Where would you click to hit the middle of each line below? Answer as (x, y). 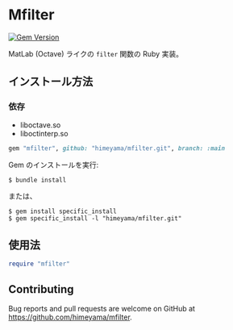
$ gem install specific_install (62, 211)
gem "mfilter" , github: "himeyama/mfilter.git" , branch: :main (117, 148)
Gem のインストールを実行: (54, 165)
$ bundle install (37, 180)
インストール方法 (51, 82)
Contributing (41, 289)
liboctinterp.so (44, 133)
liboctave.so (40, 125)
